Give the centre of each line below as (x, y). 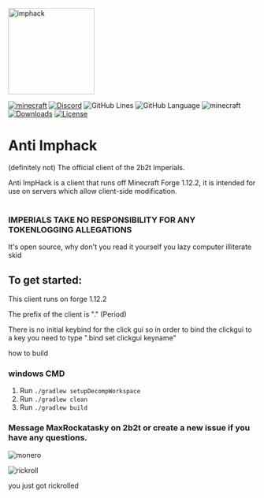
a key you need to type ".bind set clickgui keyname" (92, 338)
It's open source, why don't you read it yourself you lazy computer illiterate (130, 247)
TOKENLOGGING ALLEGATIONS (70, 229)
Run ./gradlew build (54, 407)
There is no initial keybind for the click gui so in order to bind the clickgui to (130, 329)
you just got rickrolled (43, 485)
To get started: (45, 280)
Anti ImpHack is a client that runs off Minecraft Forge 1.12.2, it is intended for (132, 182)
